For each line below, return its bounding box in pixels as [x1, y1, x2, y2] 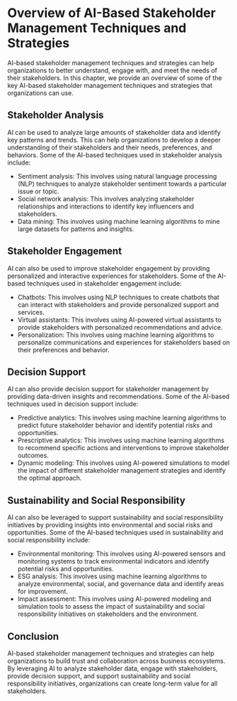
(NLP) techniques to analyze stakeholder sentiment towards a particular [17, 179, 227, 188]
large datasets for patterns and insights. [17, 225, 134, 233]
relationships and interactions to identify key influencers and [17, 202, 195, 211]
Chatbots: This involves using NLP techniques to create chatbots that [17, 293, 219, 301]
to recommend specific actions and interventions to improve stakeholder [17, 444, 230, 452]
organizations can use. [7, 89, 74, 97]
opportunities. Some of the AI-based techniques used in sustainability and [7, 528, 224, 537]
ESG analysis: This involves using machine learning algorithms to [17, 572, 207, 581]
